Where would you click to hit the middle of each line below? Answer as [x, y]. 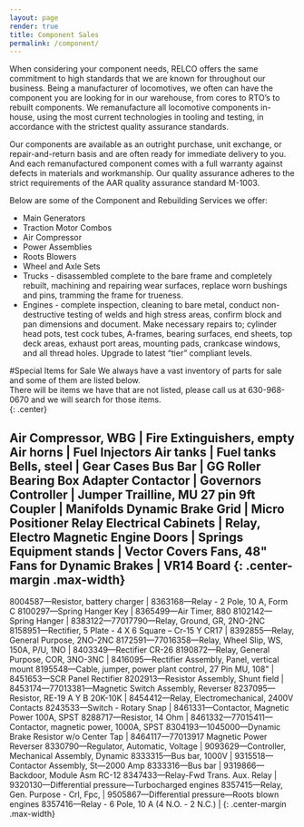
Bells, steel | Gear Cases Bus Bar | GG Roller [135, 466]
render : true [34, 26]
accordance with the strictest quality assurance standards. [119, 127]
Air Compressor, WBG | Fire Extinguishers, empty [152, 438]
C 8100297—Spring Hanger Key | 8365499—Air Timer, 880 [120, 611]
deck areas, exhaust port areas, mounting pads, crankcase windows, [152, 344]
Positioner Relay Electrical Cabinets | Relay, [135, 523]
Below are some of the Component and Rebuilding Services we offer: [138, 201]
